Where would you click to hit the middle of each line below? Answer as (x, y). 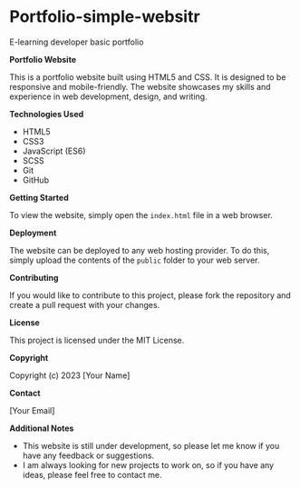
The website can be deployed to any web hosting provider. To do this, (140, 250)
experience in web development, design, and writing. (108, 96)
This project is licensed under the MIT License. (97, 340)
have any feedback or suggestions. (88, 455)
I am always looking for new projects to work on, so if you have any (148, 464)
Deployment (33, 233)
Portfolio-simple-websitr (105, 17)
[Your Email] (32, 410)
